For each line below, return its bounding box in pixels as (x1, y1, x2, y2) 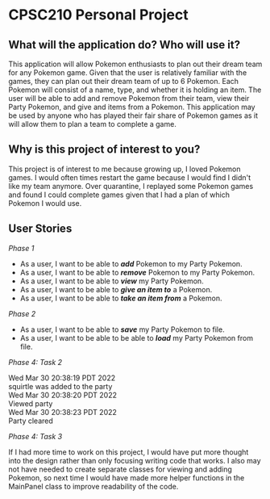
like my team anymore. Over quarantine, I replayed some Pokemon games (8, 181, 254, 191)
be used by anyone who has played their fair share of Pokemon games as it (8, 111, 259, 120)
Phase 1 (8, 243, 35, 253)
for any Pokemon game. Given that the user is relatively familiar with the (8, 68, 247, 78)
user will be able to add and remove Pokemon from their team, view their (8, 94, 250, 103)
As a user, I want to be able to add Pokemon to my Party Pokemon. (19, 258, 243, 268)
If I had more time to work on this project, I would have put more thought (8, 447, 249, 457)
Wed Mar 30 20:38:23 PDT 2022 (8, 407, 117, 417)
